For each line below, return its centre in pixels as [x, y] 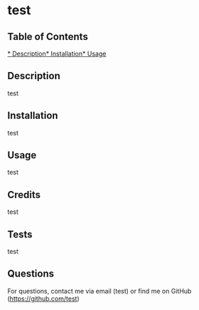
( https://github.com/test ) [43, 299]
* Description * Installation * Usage [57, 53]
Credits [24, 195]
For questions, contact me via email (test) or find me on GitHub [99, 291]
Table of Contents [48, 37]
